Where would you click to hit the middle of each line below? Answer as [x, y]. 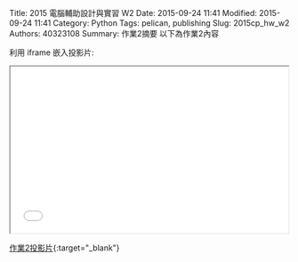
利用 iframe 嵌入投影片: [52, 52]
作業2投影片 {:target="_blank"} [64, 248]
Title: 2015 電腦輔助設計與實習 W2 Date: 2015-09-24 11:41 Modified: [133, 13]
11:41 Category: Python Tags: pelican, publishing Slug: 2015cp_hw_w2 [162, 23]
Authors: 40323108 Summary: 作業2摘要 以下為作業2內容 [114, 33]
